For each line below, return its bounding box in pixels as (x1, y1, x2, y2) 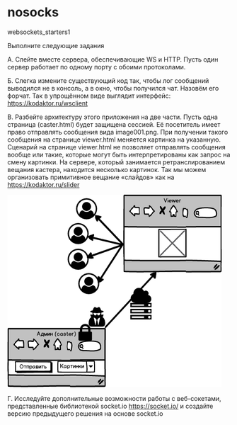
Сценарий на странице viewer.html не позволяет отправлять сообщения (7, 142, 226, 151)
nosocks (7, 4, 59, 21)
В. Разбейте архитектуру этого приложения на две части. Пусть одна (7, 113, 218, 121)
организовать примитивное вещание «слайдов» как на (7, 173, 175, 181)
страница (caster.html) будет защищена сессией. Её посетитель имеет (7, 120, 221, 128)
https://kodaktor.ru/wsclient (7, 98, 88, 107)
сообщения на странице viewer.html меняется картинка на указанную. (7, 135, 221, 144)
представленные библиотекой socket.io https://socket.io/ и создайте (7, 402, 214, 410)
